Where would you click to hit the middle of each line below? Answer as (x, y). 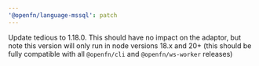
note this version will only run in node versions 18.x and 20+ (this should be (130, 45)
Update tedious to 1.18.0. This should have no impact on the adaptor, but (125, 37)
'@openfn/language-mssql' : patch (63, 15)
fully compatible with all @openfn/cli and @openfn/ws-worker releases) (120, 54)
